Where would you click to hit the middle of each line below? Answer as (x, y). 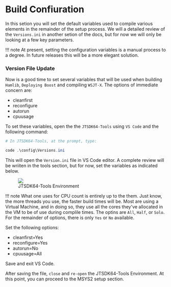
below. (12, 171)
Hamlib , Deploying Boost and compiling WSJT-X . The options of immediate (82, 85)
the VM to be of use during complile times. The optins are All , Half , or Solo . (85, 212)
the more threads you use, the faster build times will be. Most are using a (82, 201)
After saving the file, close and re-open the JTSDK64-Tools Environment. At (85, 273)
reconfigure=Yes (30, 243)
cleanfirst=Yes (28, 237)
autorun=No (25, 248)
